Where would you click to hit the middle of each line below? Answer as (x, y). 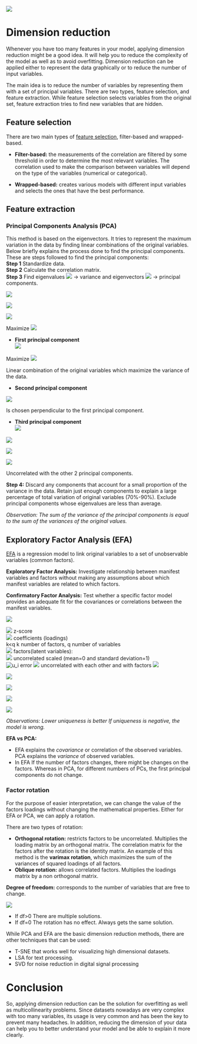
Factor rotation (28, 790)
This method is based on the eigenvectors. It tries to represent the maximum (99, 239)
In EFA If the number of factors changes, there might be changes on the (101, 763)
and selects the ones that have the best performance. (80, 191)
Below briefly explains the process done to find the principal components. (96, 251)
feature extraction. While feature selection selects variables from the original (99, 98)
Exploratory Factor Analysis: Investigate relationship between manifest (93, 571)
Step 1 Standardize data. (36, 264)
